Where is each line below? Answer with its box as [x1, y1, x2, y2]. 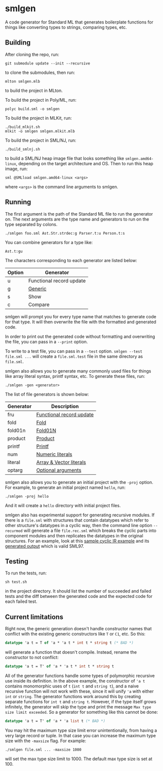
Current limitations [5, 613, 63, 621]
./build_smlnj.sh [5, 147, 40, 152]
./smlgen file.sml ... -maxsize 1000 [5, 747, 82, 752]
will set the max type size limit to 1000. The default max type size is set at [5, 756, 152, 762]
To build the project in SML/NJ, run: [5, 137, 76, 143]
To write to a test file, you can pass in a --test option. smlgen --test [5, 348, 143, 354]
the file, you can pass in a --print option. [5, 338, 88, 345]
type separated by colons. [5, 221, 57, 227]
